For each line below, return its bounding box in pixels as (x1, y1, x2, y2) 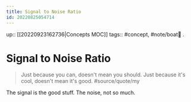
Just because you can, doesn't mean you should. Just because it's (20, 71, 186, 78)
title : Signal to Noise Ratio (6, 8, 82, 15)
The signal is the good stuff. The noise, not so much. (6, 89, 135, 96)
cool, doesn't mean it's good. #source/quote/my (20, 78, 140, 85)
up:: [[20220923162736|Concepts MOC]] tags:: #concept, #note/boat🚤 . (6, 30, 185, 38)
